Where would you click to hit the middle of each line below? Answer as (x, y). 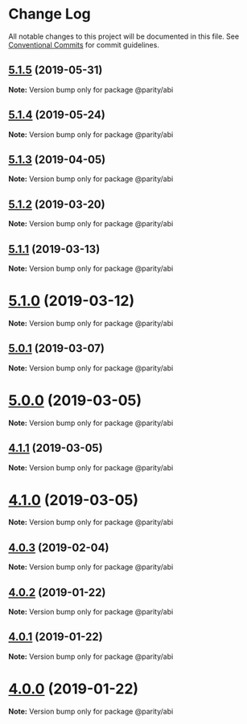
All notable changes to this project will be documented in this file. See (124, 36)
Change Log (49, 14)
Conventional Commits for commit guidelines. (84, 44)
